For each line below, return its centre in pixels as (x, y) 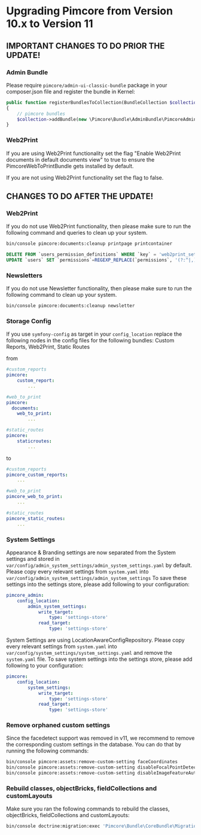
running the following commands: (48, 751)
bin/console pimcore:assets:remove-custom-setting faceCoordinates (92, 762)
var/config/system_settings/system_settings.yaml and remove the (89, 653)
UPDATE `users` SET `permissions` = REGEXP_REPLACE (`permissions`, (89, 260)
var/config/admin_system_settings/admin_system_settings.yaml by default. (99, 565)
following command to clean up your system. (62, 295)
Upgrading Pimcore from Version (90, 11)
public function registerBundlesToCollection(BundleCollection (87, 102)
